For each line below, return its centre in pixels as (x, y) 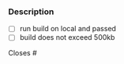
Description (31, 12)
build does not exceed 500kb (67, 37)
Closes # (23, 53)
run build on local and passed (68, 29)
